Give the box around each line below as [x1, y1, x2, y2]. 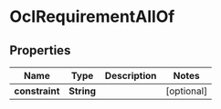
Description [104, 70, 157, 82]
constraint [14, 84, 60, 97]
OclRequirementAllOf [9, 6, 175, 27]
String [68, 84, 97, 97]
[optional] [165, 84, 208, 97]
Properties [9, 43, 71, 58]
